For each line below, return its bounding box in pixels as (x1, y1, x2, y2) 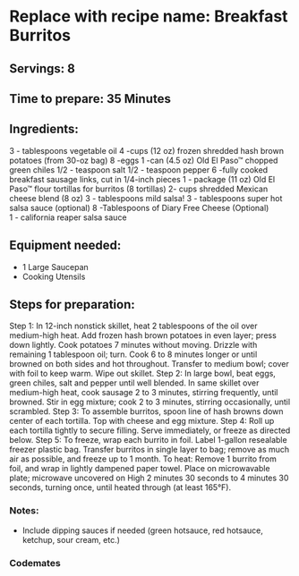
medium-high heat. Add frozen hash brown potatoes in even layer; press (9, 330, 278, 341)
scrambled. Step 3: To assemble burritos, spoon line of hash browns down (9, 406, 284, 417)
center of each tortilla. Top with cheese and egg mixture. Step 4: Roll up (9, 416, 275, 427)
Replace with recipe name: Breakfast (9, 6, 288, 27)
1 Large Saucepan (21, 261, 90, 272)
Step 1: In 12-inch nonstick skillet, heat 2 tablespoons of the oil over (9, 320, 258, 332)
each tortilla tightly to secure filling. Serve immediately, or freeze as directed (9, 425, 291, 436)
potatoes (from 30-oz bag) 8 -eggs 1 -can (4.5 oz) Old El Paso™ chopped (9, 155, 278, 165)
